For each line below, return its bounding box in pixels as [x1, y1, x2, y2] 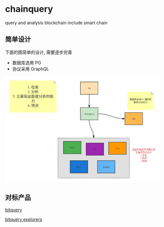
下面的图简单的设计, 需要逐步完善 [5, 49, 72, 55]
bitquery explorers [5, 216, 43, 222]
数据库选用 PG [12, 60, 42, 65]
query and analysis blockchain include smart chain [5, 20, 108, 26]
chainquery [5, 3, 53, 15]
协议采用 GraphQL [12, 65, 49, 72]
